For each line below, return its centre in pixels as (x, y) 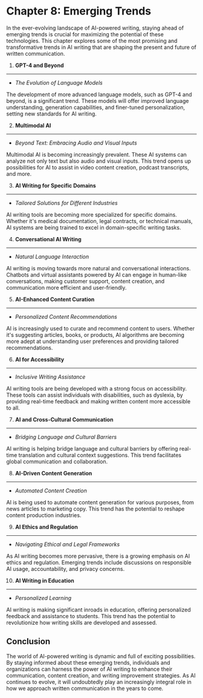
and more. (19, 174)
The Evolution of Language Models (59, 82)
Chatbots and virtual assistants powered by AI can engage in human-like (97, 275)
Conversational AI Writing (48, 239)
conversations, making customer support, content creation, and (85, 281)
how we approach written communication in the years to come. (85, 688)
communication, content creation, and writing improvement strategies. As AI (101, 675)
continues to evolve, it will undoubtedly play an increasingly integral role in (99, 682)
